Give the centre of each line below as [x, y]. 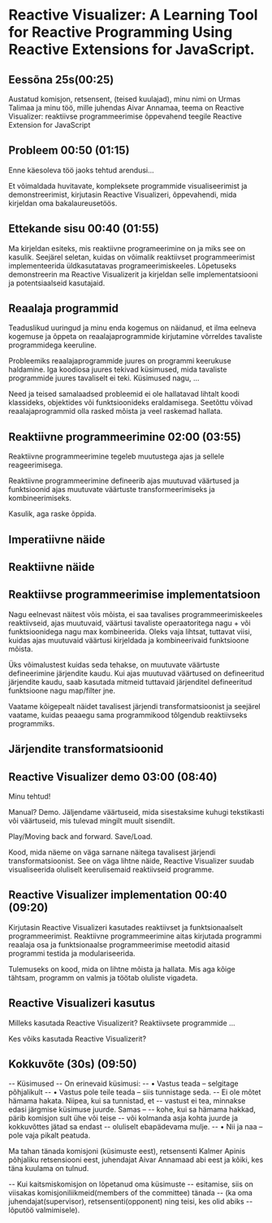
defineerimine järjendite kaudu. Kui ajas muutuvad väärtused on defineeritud [136, 673]
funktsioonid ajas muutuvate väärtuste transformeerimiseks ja [112, 490]
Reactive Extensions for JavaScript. [132, 50]
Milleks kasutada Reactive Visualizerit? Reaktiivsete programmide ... [122, 1023]
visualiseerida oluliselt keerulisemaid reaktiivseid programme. [111, 870]
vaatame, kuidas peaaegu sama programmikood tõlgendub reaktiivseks [128, 715]
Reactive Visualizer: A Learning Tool [133, 15]
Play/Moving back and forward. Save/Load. [80, 837]
